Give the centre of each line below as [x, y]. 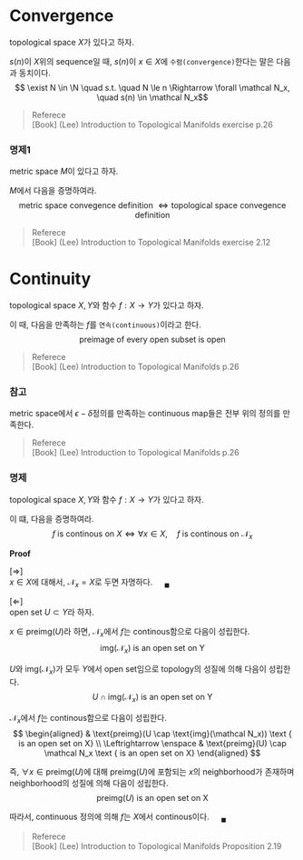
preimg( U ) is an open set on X [152, 798]
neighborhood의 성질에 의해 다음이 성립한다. [89, 784]
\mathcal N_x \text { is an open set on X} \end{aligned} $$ [152, 753]
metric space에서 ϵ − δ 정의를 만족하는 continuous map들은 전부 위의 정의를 [145, 414]
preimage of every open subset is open [152, 340]
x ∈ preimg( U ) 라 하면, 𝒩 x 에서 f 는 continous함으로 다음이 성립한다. [130, 633]
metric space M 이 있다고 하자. [64, 171]
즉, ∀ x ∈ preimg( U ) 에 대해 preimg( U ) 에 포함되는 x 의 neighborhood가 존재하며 [152, 772]
